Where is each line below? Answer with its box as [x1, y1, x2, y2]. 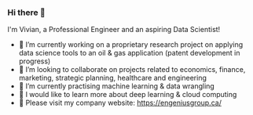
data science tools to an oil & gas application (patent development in [18, 49, 240, 58]
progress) [18, 56, 51, 66]
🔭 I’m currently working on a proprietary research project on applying [18, 40, 244, 49]
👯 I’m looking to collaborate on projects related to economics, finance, [18, 65, 246, 74]
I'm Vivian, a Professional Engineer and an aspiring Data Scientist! [7, 25, 221, 34]
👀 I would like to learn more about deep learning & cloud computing [18, 90, 237, 99]
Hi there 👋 [7, 7, 46, 18]
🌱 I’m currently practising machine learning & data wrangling [18, 81, 215, 91]
